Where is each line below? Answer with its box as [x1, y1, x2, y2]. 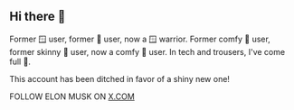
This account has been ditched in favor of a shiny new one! [9, 73, 231, 84]
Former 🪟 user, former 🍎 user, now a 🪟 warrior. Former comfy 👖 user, [9, 33, 271, 44]
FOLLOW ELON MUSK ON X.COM [9, 91, 136, 102]
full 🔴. [9, 56, 32, 67]
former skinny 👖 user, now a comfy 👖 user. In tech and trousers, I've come [9, 46, 286, 57]
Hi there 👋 [9, 9, 66, 24]
